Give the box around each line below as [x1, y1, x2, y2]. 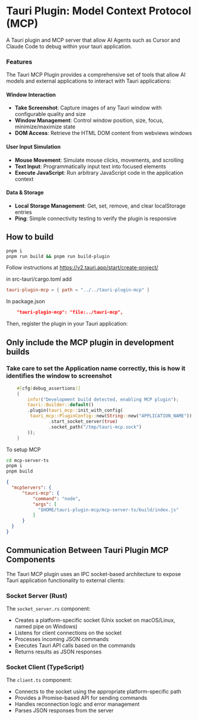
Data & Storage [6, 189, 44, 196]
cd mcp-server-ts [6, 457, 49, 463]
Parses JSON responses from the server [14, 707, 114, 714]
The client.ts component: [6, 677, 72, 684]
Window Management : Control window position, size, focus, [14, 117, 164, 124]
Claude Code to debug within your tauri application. [6, 43, 132, 50]
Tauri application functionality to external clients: [6, 577, 126, 584]
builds [6, 347, 30, 357]
